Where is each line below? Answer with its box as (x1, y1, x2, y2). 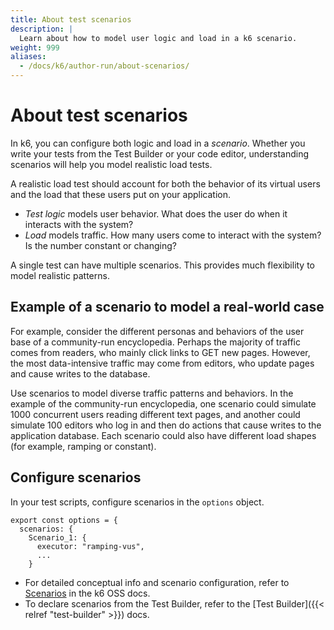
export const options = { (10, 515, 118, 525)
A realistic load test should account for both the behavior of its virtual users (10, 177, 321, 190)
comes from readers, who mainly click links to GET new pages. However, (10, 346, 311, 358)
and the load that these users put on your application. (10, 188, 231, 200)
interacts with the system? (24, 218, 134, 230)
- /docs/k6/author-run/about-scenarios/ (19, 61, 190, 71)
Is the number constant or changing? (24, 239, 177, 251)
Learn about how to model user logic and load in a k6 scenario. (19, 33, 298, 43)
